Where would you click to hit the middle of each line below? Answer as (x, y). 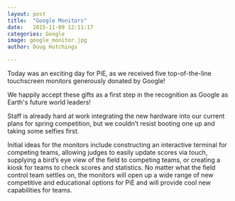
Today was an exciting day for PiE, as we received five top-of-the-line (109, 73)
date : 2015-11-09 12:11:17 (50, 27)
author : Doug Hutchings (43, 47)
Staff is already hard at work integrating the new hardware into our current (116, 116)
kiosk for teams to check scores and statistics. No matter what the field (111, 167)
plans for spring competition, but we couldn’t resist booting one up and (111, 124)
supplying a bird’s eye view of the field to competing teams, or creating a (114, 160)
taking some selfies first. (43, 131)
